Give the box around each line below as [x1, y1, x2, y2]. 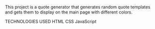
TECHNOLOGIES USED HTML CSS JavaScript [5, 19, 97, 24]
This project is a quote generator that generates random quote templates [5, 4, 151, 10]
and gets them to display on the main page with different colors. [5, 9, 133, 15]
